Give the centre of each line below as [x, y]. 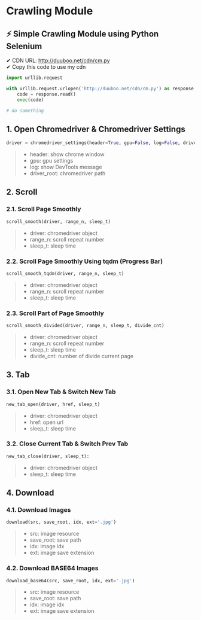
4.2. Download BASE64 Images [52, 568]
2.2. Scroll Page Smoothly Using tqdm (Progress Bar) [85, 261]
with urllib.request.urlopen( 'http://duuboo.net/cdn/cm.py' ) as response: [101, 88]
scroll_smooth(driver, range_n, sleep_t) [59, 222]
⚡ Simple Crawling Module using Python [83, 34]
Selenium [24, 46]
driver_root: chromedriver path [68, 173]
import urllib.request [34, 78]
